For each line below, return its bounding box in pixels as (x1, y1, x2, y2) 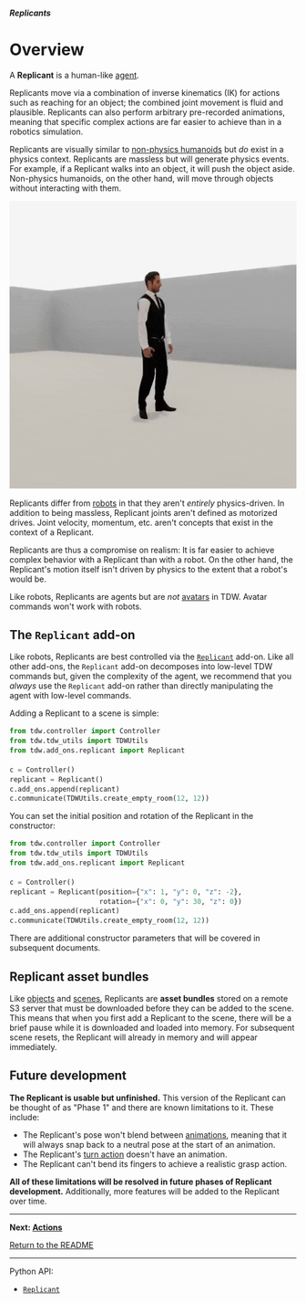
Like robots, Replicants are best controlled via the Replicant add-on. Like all (9, 651, 294, 662)
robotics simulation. (9, 126, 84, 137)
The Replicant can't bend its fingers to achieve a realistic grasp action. (22, 1158, 288, 1169)
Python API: (9, 1266, 54, 1277)
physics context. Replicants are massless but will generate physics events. (9, 153, 290, 164)
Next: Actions (9, 1222, 63, 1233)
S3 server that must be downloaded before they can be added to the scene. (9, 1003, 294, 1014)
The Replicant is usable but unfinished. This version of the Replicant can (9, 1092, 287, 1103)
